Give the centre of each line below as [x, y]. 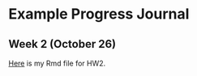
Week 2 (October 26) [62, 44]
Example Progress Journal [99, 14]
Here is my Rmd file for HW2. [57, 63]
